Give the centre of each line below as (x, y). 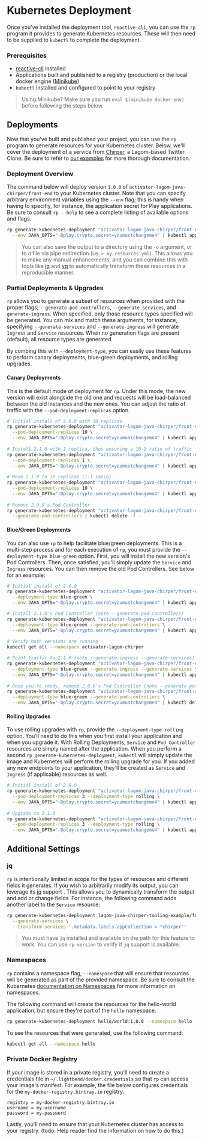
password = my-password (37, 1113)
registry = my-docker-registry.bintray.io (61, 1102)
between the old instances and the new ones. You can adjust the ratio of (96, 404)
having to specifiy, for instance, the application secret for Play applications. (100, 206)
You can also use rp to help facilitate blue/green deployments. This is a (94, 543)
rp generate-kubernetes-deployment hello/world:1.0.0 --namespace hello (100, 1021)
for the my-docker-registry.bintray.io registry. (66, 1091)
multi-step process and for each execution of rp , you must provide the (94, 549)
